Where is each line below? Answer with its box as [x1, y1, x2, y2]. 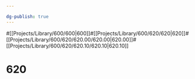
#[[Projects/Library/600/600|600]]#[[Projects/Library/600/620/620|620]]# [6, 30, 189, 37]
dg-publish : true [6, 13, 49, 19]
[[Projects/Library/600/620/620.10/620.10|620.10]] [6, 42, 129, 49]
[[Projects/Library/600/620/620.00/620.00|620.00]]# [6, 36, 137, 43]
